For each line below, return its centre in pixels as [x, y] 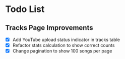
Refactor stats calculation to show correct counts [64, 45]
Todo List [25, 9]
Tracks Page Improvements [49, 28]
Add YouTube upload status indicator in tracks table [66, 39]
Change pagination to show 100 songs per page [62, 51]
